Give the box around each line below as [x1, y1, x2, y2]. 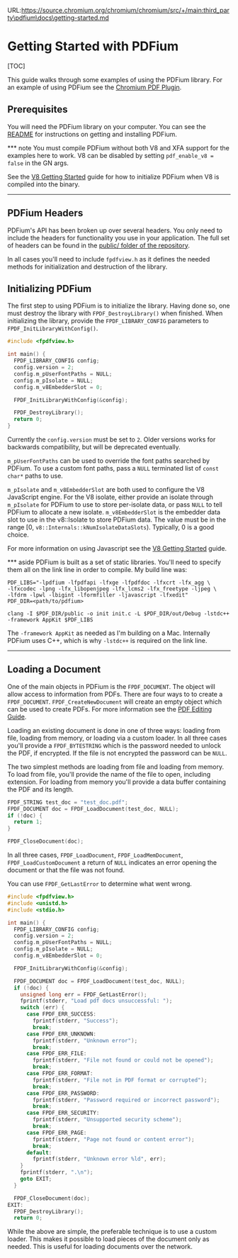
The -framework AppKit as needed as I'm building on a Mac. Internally [7, 629, 210, 637]
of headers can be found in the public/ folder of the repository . [7, 241, 190, 249]
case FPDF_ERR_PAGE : [25, 1129, 87, 1136]
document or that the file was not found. [7, 866, 125, 875]
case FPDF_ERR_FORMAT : [25, 1070, 93, 1077]
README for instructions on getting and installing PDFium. [7, 130, 177, 138]
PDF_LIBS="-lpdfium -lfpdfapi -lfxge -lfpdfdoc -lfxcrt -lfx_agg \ [7, 579, 211, 586]
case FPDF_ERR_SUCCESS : [25, 1011, 97, 1018]
